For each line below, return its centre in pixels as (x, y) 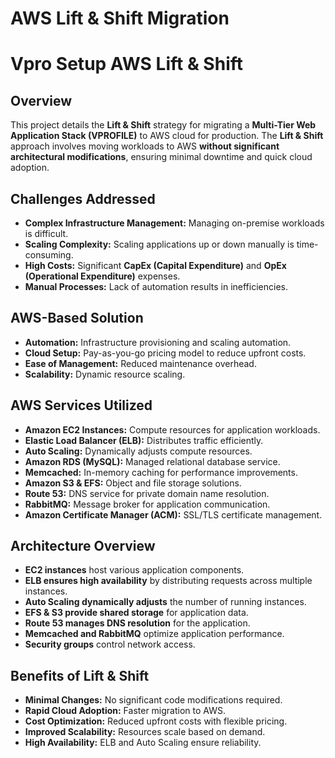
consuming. (49, 255)
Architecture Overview (83, 546)
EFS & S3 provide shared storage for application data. (136, 613)
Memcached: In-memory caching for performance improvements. (161, 472)
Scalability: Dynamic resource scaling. (105, 374)
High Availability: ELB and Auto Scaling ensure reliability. (143, 743)
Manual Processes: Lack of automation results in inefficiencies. (156, 286)
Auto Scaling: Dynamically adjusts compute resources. (138, 451)
